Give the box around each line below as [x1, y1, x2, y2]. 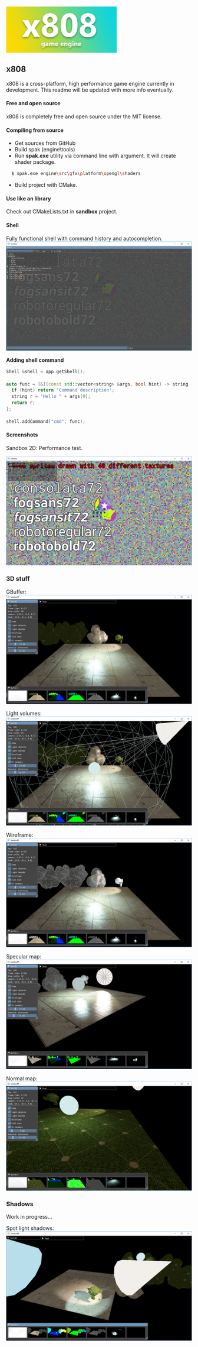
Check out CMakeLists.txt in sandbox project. [6, 208, 118, 215]
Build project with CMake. [14, 182, 78, 189]
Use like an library [6, 195, 51, 202]
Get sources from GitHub [14, 140, 75, 147]
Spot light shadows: [6, 1225, 54, 1232]
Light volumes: [6, 710, 42, 717]
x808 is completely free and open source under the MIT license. [6, 113, 162, 120]
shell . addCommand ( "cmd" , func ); [6, 418, 85, 425]
